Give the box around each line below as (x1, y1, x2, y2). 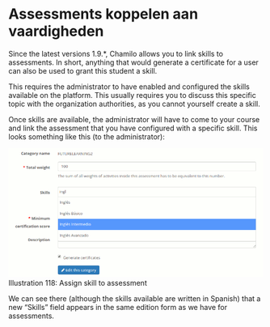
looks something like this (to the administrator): (8, 131, 166, 142)
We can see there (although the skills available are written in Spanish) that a (8, 294, 261, 304)
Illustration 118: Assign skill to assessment (8, 278, 147, 288)
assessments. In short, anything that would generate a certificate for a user (8, 57, 259, 67)
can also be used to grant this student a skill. (8, 66, 158, 75)
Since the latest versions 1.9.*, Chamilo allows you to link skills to (8, 49, 224, 58)
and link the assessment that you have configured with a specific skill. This (8, 123, 258, 133)
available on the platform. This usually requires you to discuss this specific (8, 90, 256, 100)
